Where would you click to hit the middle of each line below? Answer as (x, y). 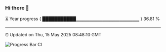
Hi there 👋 (17, 8)
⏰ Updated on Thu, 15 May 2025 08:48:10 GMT (53, 35)
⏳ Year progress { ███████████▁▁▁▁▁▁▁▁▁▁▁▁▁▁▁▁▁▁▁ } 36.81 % (83, 19)
